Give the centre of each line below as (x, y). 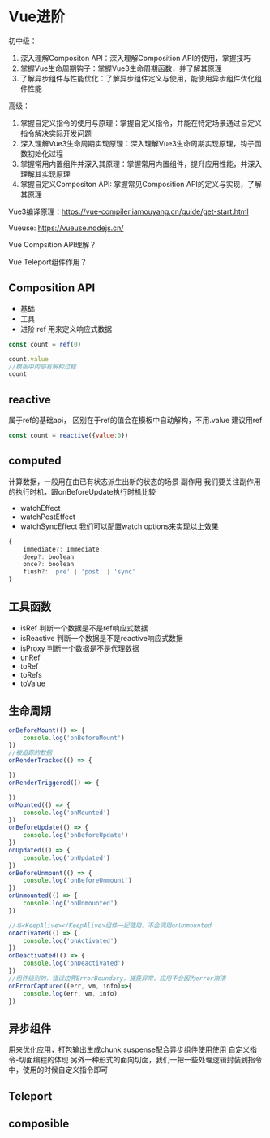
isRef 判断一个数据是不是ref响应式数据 (84, 628)
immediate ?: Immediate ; (63, 549)
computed (35, 461)
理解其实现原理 (45, 174)
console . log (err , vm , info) (70, 993)
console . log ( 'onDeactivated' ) (74, 964)
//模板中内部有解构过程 (43, 367)
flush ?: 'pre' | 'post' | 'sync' (79, 572)
